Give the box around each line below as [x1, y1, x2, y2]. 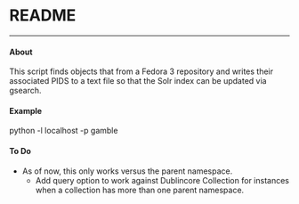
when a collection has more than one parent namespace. [35, 184, 245, 195]
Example [9, 105, 43, 116]
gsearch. [9, 86, 42, 96]
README [9, 5, 77, 26]
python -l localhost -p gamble [9, 126, 118, 136]
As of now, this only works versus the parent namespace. [21, 166, 233, 176]
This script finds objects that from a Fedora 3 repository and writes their [9, 66, 274, 77]
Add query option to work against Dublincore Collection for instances [35, 175, 289, 185]
